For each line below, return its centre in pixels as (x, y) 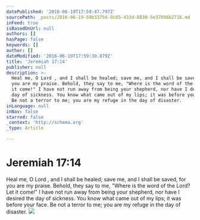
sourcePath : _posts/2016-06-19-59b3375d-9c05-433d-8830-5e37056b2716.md (98, 17)
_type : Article (25, 128)
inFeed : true (22, 23)
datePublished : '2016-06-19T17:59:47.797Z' (61, 12)
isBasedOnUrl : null (30, 28)
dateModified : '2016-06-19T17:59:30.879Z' (60, 56)
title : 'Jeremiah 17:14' (37, 61)
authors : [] (21, 34)
